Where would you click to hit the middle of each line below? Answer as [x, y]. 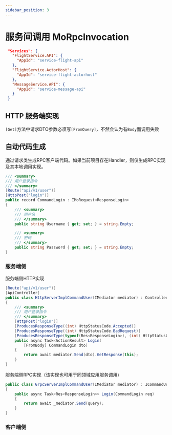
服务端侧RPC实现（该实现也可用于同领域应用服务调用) [62, 375]
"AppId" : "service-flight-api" [50, 60]
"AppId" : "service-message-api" [51, 89]
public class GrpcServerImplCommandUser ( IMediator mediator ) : [74, 384]
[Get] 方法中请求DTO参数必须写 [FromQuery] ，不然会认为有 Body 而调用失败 [82, 129]
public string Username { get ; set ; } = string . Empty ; [74, 224]
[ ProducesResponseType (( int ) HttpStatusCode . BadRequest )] [78, 331]
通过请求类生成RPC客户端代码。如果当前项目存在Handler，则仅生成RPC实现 [85, 160]
